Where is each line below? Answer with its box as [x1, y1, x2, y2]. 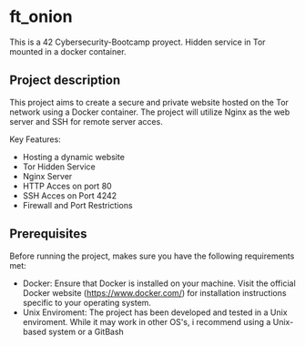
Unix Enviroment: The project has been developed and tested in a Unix [22, 307, 289, 318]
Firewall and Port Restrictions [22, 199, 134, 210]
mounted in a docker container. [9, 46, 127, 56]
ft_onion [9, 6, 73, 27]
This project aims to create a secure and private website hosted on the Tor [9, 97, 290, 107]
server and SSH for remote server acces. [9, 116, 164, 127]
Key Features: [9, 134, 61, 145]
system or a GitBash [48, 326, 125, 337]
